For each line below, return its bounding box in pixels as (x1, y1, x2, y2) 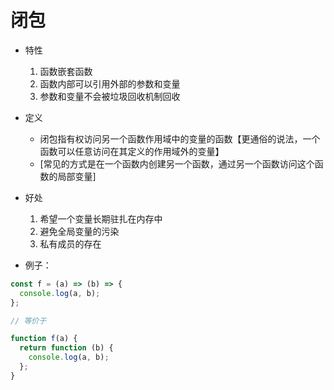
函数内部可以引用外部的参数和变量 (39, 77, 181, 90)
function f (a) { (10, 334, 78, 344)
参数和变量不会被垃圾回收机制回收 (39, 90, 181, 102)
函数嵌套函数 (39, 65, 93, 77)
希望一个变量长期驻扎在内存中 (39, 212, 163, 225)
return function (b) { (19, 343, 114, 353)
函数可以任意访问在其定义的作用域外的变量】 (39, 145, 225, 157)
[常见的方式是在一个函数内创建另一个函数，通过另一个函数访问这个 (39, 157, 315, 170)
